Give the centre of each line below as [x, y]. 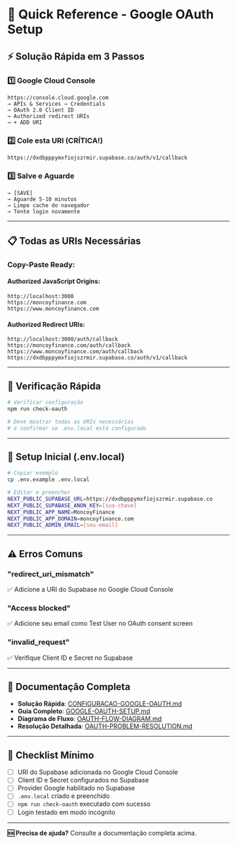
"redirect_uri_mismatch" [51, 573]
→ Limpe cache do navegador [49, 206]
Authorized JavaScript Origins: [54, 281]
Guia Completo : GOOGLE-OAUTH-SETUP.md [84, 711]
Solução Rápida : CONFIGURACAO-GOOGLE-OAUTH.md [99, 704]
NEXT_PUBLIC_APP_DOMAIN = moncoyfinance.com [71, 518]
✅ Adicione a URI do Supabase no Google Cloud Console [91, 589]
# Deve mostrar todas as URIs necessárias [71, 422]
